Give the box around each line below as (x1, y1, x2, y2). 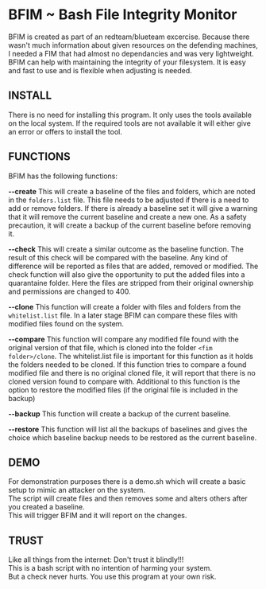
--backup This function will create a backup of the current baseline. (8, 408, 232, 419)
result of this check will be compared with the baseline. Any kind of (8, 252, 229, 262)
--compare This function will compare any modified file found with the (8, 334, 240, 344)
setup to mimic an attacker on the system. (8, 486, 145, 495)
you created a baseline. (8, 502, 85, 512)
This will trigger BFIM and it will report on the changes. (8, 511, 187, 521)
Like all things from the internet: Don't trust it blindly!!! (8, 555, 184, 564)
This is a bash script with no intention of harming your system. (8, 564, 212, 573)
